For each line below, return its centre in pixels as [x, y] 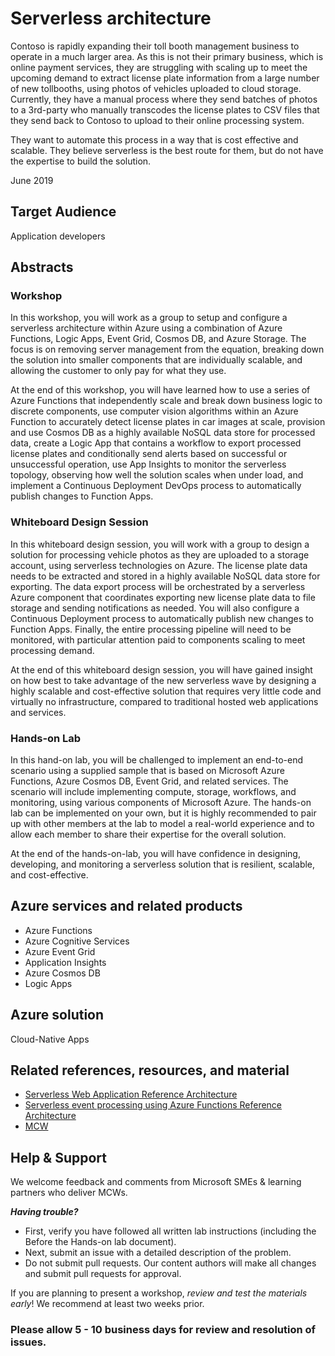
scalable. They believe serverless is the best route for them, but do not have [167, 150]
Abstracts [42, 267]
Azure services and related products [126, 906]
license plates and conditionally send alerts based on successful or [149, 454]
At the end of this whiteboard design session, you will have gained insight [161, 669]
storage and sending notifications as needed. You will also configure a [155, 608]
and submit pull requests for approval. [103, 1274]
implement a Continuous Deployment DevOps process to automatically [156, 486]
